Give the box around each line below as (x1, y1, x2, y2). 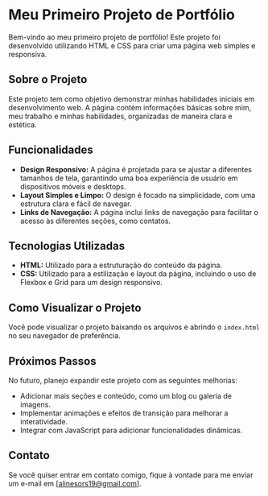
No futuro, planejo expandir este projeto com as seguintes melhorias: (8, 376, 237, 385)
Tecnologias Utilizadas (8, 239, 126, 253)
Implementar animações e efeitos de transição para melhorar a (19, 408, 229, 418)
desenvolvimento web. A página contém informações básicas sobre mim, (8, 102, 252, 112)
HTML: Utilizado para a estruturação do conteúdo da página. (19, 260, 223, 271)
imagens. (19, 400, 51, 409)
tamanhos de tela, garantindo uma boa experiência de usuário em (19, 173, 239, 183)
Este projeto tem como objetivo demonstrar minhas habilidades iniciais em (8, 94, 255, 104)
